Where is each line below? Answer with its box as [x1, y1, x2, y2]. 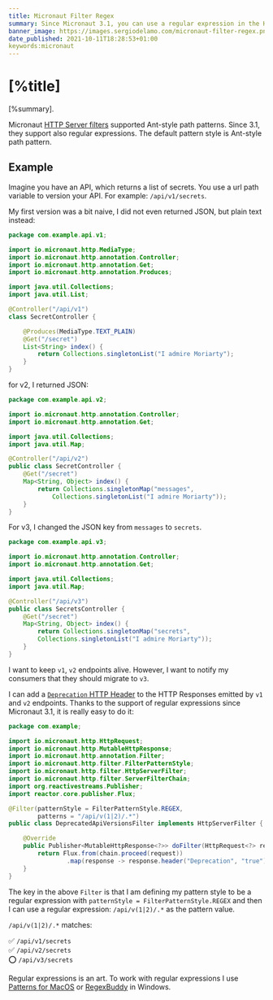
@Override [23, 834, 57, 842]
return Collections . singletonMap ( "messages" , [37, 485, 195, 493]
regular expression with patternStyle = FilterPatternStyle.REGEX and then [8, 895, 262, 905]
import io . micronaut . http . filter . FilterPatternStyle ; [8, 759, 195, 768]
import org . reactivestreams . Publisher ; [8, 782, 144, 790]
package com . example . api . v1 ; [8, 231, 107, 239]
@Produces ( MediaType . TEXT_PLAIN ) [23, 327, 136, 336]
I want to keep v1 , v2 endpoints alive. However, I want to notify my [8, 664, 229, 675]
